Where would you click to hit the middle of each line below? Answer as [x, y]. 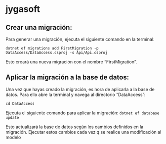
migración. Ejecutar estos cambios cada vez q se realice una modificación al [83, 132]
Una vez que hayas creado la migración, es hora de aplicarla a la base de [80, 89]
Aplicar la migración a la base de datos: [67, 77]
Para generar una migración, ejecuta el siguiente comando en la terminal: [80, 39]
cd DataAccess [20, 103]
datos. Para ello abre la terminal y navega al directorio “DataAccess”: [76, 95]
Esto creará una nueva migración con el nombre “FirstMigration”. [71, 62]
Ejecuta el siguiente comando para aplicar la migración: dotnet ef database [83, 113]
